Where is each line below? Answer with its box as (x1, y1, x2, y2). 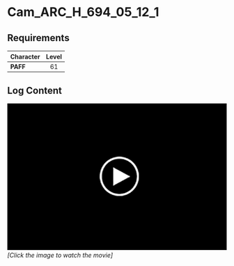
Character (10, 52, 40, 61)
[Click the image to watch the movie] (7, 251, 114, 259)
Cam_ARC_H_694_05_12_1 (7, 4, 159, 20)
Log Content (7, 84, 63, 96)
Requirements (7, 32, 70, 44)
